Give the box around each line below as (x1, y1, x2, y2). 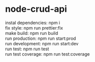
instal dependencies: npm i (5, 20, 60, 26)
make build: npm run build (5, 30, 58, 36)
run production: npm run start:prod (5, 35, 76, 41)
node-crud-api (5, 3, 67, 15)
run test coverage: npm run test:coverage (5, 51, 90, 57)
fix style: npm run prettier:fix (5, 25, 63, 31)
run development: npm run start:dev (5, 40, 79, 46)
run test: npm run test (5, 46, 49, 52)
